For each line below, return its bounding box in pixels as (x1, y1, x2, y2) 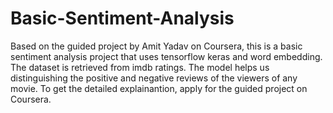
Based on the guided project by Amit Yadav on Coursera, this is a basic (10, 40, 303, 52)
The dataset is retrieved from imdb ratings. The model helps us (10, 61, 270, 73)
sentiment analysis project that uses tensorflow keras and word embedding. (10, 50, 323, 62)
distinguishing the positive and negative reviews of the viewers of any (10, 72, 298, 84)
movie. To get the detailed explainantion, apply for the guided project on (10, 82, 308, 94)
